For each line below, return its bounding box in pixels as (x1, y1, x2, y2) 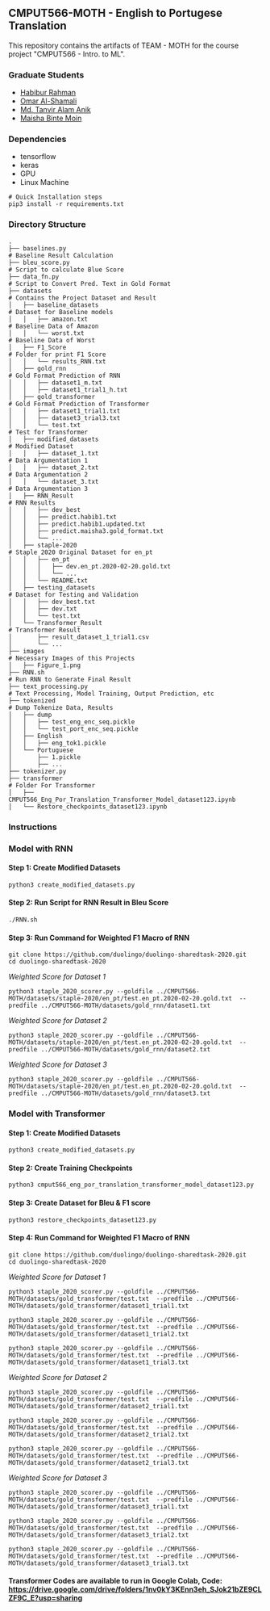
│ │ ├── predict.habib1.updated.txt (8, 520, 147, 528)
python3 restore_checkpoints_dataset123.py (8, 1215, 157, 1224)
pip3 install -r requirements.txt (8, 200, 125, 208)
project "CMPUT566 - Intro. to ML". (8, 48, 126, 59)
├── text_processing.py (8, 682, 89, 690)
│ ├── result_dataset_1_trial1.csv (8, 633, 150, 641)
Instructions (8, 821, 58, 833)
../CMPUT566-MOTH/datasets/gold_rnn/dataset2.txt (40, 1046, 211, 1054)
